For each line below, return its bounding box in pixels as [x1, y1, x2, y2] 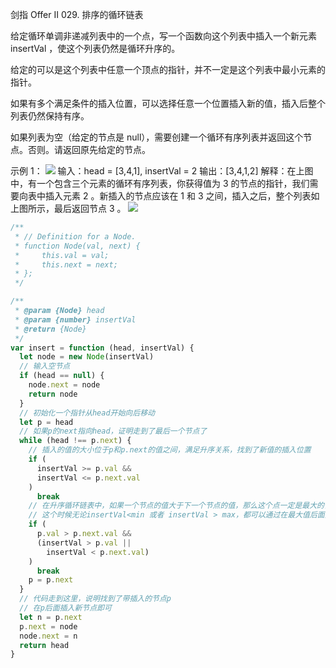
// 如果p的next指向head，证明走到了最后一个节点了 [19, 426, 208, 437]
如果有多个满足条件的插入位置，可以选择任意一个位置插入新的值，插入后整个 [10, 98, 326, 109]
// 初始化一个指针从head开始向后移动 [19, 408, 155, 418]
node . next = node [28, 380, 101, 390]
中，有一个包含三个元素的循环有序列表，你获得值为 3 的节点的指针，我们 [10, 178, 310, 189]
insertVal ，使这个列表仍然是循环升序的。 [10, 43, 181, 54]
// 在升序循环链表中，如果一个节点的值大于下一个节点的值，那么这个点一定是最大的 [28, 501, 325, 511]
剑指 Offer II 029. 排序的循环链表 [10, 9, 144, 20]
